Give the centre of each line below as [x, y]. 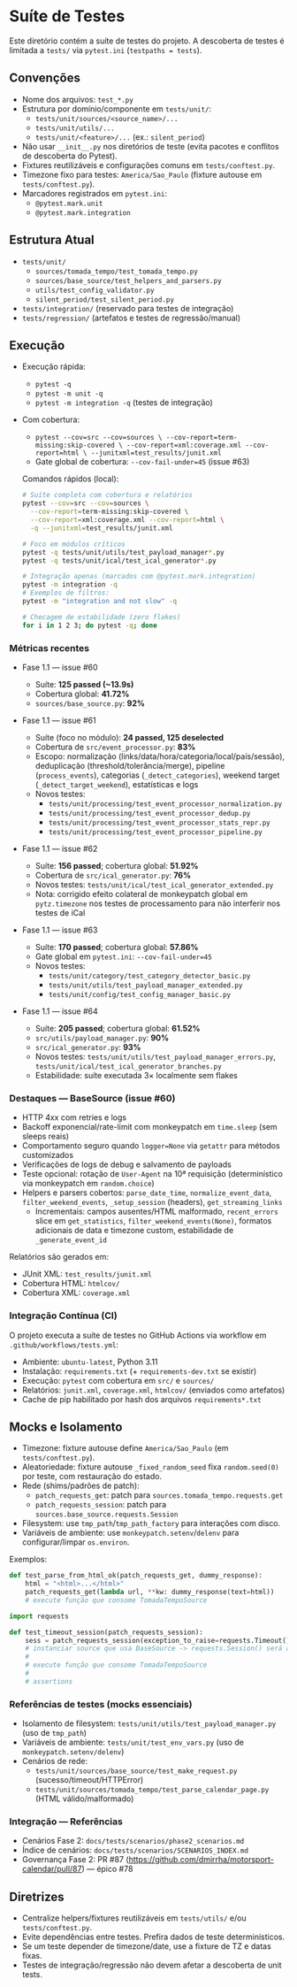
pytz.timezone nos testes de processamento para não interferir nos [158, 903]
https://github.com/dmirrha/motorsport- [201, 1860]
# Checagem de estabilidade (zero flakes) [101, 617]
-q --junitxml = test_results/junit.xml [102, 528]
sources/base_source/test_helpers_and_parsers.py [129, 280]
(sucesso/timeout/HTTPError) [89, 1780]
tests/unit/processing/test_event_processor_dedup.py [149, 813]
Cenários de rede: [55, 1761]
